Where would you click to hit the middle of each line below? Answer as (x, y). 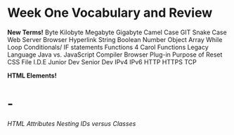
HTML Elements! (32, 76)
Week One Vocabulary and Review (110, 13)
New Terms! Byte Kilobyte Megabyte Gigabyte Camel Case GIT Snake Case (117, 32)
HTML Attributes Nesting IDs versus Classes (72, 123)
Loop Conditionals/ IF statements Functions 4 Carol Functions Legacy (108, 47)
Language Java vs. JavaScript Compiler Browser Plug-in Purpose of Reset (115, 55)
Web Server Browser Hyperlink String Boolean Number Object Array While (115, 39)
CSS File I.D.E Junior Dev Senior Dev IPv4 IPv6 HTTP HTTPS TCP (102, 62)
